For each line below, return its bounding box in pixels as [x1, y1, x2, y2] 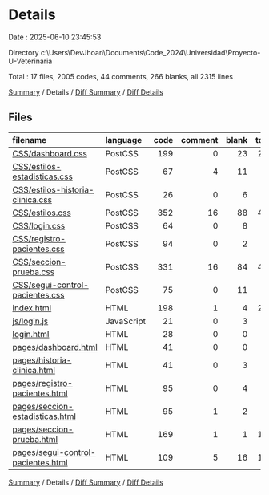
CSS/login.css [12, 220, 66, 231]
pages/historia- [12, 355, 72, 366]
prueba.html [12, 433, 58, 444]
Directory [8, 47, 39, 57]
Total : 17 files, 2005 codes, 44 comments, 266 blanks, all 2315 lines [8, 71, 234, 81]
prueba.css [12, 266, 54, 278]
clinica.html [12, 364, 56, 375]
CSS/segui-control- [12, 279, 90, 290]
